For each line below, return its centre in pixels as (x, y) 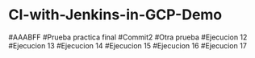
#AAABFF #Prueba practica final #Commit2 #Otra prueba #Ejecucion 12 (128, 37)
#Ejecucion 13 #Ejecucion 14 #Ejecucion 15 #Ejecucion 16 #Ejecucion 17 (128, 45)
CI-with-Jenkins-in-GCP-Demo (115, 15)
